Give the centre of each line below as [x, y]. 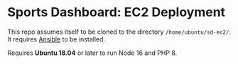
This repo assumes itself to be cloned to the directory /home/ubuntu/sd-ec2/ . [119, 32]
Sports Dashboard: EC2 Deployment [117, 12]
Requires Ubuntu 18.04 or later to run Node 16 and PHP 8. [92, 53]
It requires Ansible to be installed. [56, 39]
